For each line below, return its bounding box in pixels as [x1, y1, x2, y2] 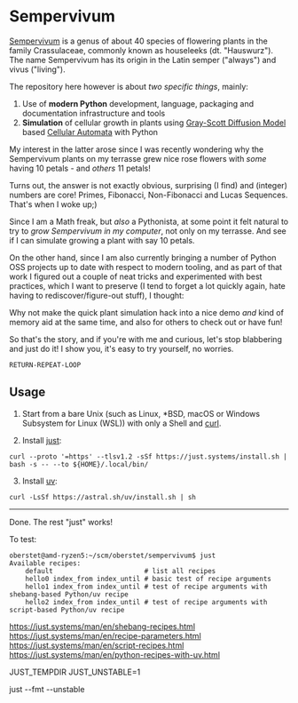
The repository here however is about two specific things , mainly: [9, 81, 248, 92]
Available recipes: [9, 558, 82, 568]
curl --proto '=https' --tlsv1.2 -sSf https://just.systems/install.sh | [9, 451, 288, 461]
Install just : [21, 435, 62, 445]
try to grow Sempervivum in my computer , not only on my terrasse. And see [9, 225, 286, 236]
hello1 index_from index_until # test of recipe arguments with [25, 582, 268, 591]
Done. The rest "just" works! [9, 516, 114, 527]
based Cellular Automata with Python [21, 126, 158, 137]
